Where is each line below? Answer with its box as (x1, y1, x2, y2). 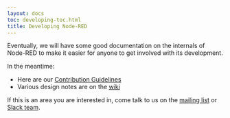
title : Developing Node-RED (7, 23, 88, 29)
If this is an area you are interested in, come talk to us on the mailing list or (7, 96, 218, 104)
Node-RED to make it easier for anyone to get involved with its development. (7, 49, 223, 57)
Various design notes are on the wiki (16, 83, 120, 91)
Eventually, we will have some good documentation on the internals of (7, 42, 205, 50)
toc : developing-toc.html (7, 16, 81, 23)
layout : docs (7, 10, 45, 17)
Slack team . (7, 104, 41, 112)
